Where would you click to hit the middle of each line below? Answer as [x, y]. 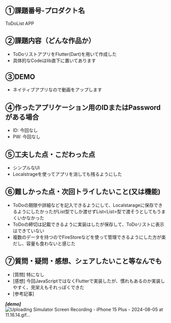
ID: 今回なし [25, 131]
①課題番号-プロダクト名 [45, 11]
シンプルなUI [26, 168]
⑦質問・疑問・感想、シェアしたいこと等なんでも [84, 261]
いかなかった [31, 218]
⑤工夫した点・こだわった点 [50, 154]
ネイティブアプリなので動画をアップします [57, 90]
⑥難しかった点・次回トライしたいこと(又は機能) [83, 192]
